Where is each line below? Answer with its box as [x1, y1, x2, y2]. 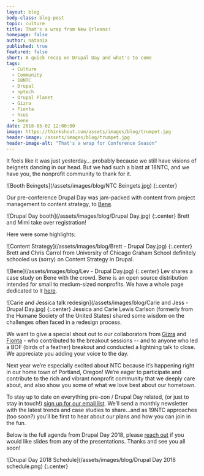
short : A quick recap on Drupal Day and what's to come [6, 55, 152, 61]
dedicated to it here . [6, 286, 58, 294]
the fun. [6, 419, 26, 426]
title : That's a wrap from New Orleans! [6, 26, 111, 33]
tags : [6, 60, 20, 66]
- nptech [12, 89, 34, 95]
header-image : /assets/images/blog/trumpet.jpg [6, 134, 130, 141]
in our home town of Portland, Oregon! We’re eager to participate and [6, 368, 182, 375]
